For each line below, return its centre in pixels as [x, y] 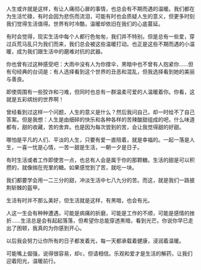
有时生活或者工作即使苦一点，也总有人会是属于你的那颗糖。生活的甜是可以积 [100, 160]
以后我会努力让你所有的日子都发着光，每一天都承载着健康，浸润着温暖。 [95, 241]
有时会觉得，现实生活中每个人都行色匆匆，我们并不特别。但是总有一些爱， [98, 37]
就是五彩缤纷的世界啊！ [35, 99]
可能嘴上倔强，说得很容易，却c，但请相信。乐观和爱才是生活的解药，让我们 [99, 254]
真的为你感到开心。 [61, 228]
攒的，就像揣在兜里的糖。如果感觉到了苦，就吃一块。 [72, 167]
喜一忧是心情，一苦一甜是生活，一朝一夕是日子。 [82, 147]
